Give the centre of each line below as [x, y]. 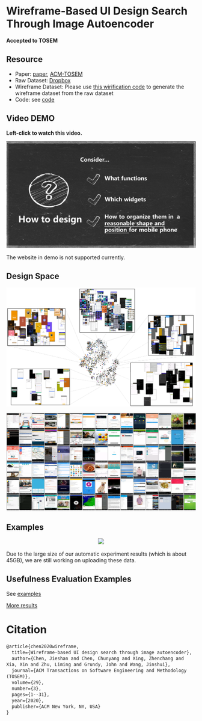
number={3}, [27, 689]
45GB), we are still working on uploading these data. [71, 560]
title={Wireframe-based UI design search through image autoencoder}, [102, 652]
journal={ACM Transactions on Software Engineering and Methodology [99, 670]
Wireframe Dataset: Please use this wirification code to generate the [99, 87]
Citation [26, 630]
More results [22, 605]
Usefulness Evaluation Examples [69, 579]
